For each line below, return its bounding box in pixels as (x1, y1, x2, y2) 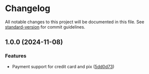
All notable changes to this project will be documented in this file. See (5, 19, 145, 25)
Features (5, 53, 27, 59)
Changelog (5, 3, 50, 14)
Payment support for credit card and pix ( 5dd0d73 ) (12, 63, 115, 69)
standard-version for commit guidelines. (5, 24, 85, 30)
